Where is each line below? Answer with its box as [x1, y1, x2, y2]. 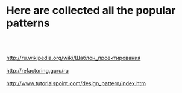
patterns [6, 16, 50, 30]
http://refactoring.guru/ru [6, 67, 69, 74]
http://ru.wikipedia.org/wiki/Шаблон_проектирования [6, 54, 141, 61]
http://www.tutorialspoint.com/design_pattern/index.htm [6, 79, 146, 87]
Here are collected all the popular [6, 4, 176, 17]
